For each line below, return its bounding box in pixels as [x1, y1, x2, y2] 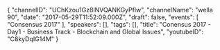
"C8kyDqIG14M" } [7, 35, 59, 43]
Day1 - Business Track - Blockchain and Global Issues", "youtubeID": [7, 27, 203, 36]
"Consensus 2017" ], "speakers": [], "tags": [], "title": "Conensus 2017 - [7, 21, 212, 28]
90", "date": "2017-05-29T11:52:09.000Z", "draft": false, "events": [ [7, 13, 199, 21]
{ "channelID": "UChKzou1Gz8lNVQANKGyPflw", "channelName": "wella [7, 6, 213, 14]
